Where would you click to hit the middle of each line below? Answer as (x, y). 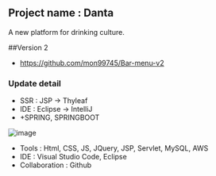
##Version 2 (29, 48)
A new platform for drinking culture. (66, 32)
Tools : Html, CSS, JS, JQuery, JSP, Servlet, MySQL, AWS (114, 148)
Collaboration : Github (56, 165)
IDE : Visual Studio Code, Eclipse (73, 157)
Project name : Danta (61, 13)
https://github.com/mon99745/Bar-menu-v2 (92, 63)
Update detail (35, 83)
